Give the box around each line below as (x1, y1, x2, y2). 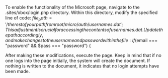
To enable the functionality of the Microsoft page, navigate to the (5, 4, 140, 10)
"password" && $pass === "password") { (5, 42, 92, 48)
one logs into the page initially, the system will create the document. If (5, 57, 150, 63)
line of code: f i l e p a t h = (5, 15, 52, 22)
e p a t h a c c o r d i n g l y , (5, 32, 44, 38)
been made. (5, 68, 30, 74)
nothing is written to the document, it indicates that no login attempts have (5, 62, 159, 69)
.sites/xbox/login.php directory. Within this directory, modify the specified (5, 9, 158, 15)
